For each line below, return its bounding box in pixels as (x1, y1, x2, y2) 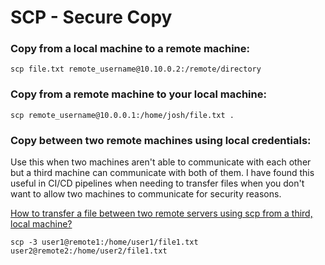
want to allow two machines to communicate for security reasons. (10, 188, 282, 200)
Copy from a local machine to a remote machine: (10, 42, 250, 56)
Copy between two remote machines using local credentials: (10, 133, 312, 147)
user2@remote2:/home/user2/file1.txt (10, 246, 168, 256)
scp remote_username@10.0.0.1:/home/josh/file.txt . (10, 110, 235, 120)
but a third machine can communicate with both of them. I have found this (10, 167, 315, 179)
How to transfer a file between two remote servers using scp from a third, (10, 207, 313, 220)
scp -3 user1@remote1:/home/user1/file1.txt (10, 237, 199, 248)
